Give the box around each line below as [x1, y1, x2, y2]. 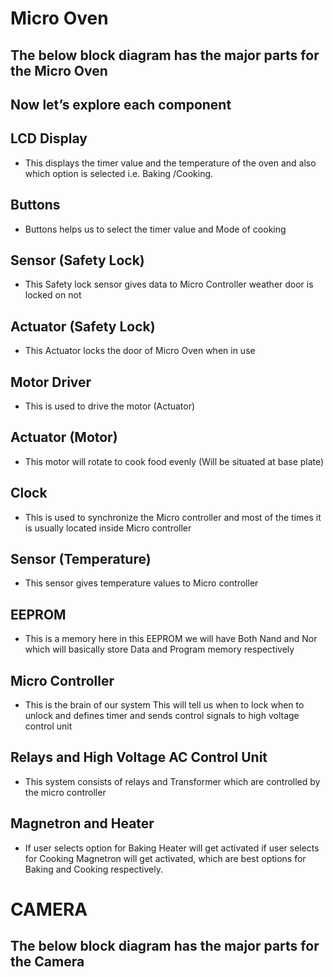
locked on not [24, 289, 82, 301]
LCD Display [10, 130, 88, 147]
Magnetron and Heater [10, 815, 155, 832]
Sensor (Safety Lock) [10, 252, 145, 269]
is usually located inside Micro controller [24, 522, 192, 534]
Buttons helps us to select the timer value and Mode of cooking [24, 223, 287, 235]
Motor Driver [10, 373, 92, 391]
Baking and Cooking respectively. [24, 863, 164, 875]
